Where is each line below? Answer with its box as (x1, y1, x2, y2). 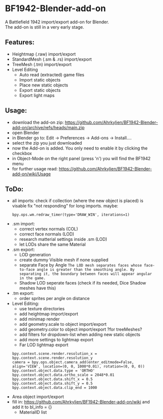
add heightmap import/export (19, 311, 79, 317)
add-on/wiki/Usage (12, 171, 51, 177)
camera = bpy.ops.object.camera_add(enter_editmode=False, (12, 360, 134, 365)
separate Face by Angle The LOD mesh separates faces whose (19, 262, 142, 268)
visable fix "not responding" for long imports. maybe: (12, 203, 118, 209)
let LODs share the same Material (19, 241, 86, 248)
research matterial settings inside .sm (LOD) (19, 236, 108, 242)
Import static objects (19, 77, 61, 83)
